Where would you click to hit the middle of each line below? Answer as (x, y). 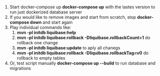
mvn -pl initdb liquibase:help (46, 32)
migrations (20, 68)
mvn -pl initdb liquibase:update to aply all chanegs (68, 48)
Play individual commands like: (40, 27)
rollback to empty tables (41, 58)
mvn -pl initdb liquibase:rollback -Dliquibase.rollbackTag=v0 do (83, 53)
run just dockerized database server (46, 12)
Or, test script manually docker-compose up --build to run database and (82, 63)
